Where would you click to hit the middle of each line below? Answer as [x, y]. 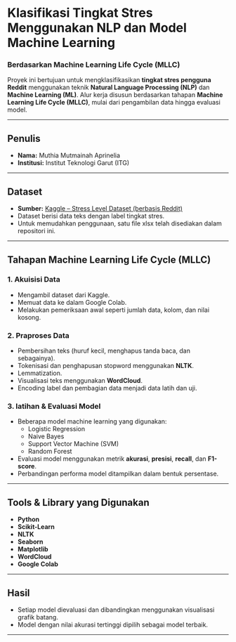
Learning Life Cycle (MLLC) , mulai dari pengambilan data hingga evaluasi [114, 103]
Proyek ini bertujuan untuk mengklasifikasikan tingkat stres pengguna [110, 80]
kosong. [29, 317]
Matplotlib [33, 549]
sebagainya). [36, 358]
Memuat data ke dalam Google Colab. [72, 302]
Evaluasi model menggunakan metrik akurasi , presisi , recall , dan [112, 459]
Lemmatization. [40, 373]
